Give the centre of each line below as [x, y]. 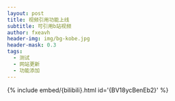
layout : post [26, 13]
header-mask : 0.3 [32, 45]
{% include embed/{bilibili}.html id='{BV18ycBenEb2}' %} [88, 90]
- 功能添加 [27, 70]
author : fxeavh [29, 32]
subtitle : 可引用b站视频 [39, 26]
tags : [15, 52]
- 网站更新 [27, 64]
